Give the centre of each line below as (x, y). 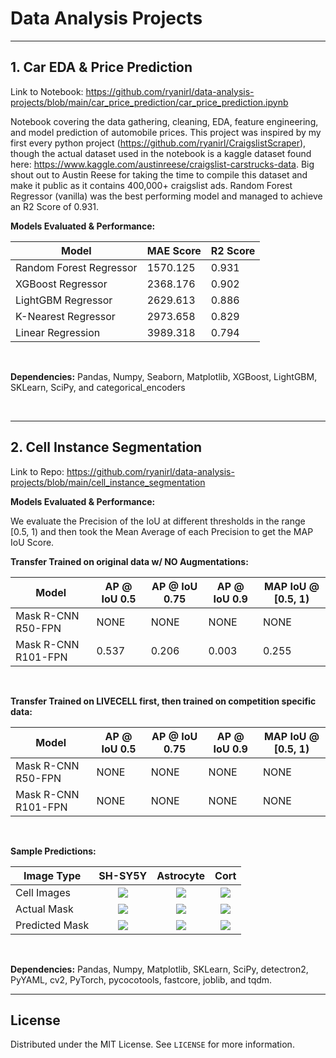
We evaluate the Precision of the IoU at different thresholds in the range (158, 521)
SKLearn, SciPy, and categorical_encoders (98, 387)
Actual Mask (44, 909)
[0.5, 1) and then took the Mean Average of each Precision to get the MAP (162, 531)
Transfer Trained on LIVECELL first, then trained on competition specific (163, 701)
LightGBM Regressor (64, 300)
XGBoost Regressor (61, 284)
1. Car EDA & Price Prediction (101, 67)
